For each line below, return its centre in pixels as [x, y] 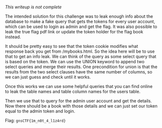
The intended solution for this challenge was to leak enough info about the [79, 16]
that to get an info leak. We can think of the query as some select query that [81, 57]
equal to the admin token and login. [40, 111]
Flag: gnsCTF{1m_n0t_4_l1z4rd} [36, 121]
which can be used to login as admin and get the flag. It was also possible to [81, 27]
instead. [13, 37]
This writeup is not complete [33, 7]
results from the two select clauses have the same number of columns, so [79, 72]
